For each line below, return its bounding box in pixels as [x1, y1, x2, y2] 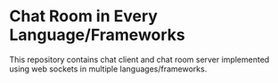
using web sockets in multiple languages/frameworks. [9, 64, 208, 74]
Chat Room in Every [9, 6, 159, 26]
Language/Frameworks [9, 25, 185, 45]
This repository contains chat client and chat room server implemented [9, 54, 270, 64]
